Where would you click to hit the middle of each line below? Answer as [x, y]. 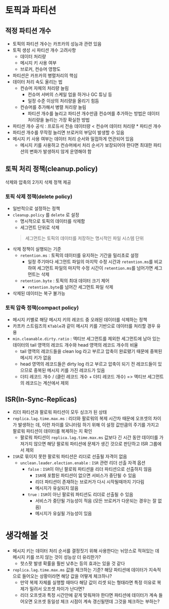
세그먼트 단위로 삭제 [40, 227]
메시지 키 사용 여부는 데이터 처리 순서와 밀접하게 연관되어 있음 [73, 139]
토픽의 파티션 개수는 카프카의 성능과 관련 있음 [57, 44]
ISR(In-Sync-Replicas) [41, 399]
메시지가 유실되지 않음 [57, 488]
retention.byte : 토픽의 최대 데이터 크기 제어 [65, 281]
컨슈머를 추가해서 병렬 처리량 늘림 [53, 107]
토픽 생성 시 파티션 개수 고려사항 [44, 50]
